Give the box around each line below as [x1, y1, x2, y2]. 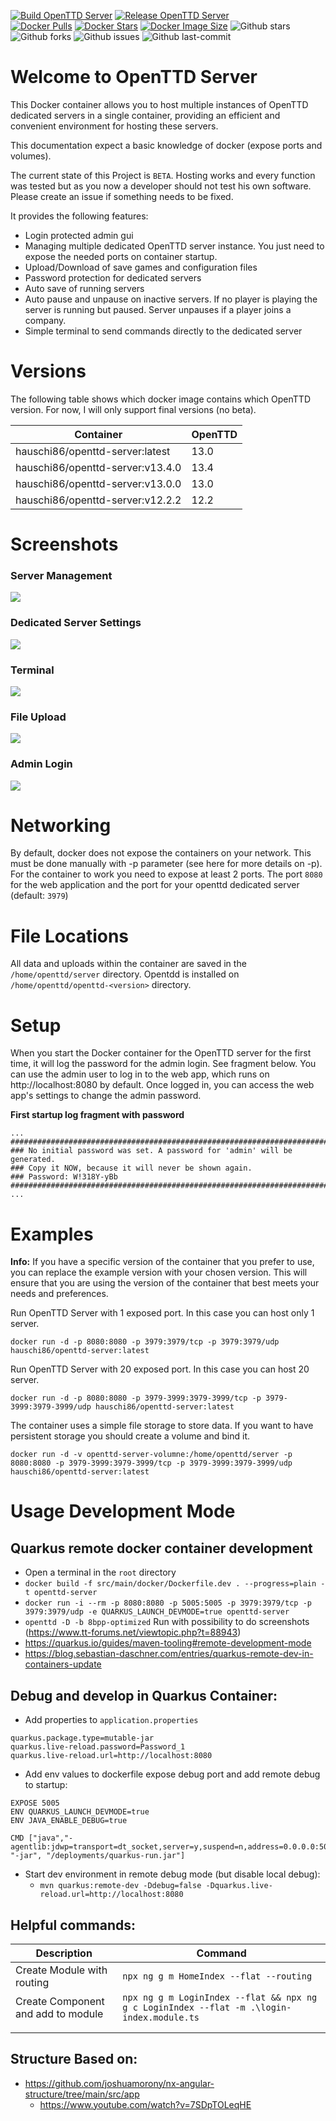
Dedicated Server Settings [10, 616, 142, 630]
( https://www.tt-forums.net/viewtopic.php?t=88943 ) [24, 1626, 242, 1639]
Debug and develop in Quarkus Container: [10, 1687, 278, 1704]
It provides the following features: [10, 210, 149, 222]
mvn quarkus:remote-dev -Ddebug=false [39, 1881, 202, 1891]
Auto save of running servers [24, 282, 145, 294]
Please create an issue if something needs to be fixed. [10, 190, 234, 202]
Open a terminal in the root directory [24, 1566, 177, 1579]
